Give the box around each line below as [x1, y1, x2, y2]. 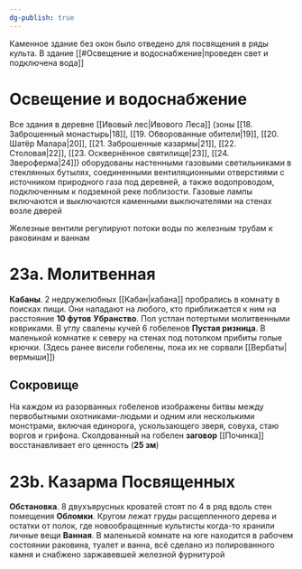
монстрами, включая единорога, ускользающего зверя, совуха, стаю [9, 421, 279, 432]
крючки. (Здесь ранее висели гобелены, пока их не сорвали [9, 341, 243, 352]
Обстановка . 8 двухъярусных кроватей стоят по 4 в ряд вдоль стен [9, 501, 272, 512]
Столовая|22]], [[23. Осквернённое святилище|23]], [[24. [9, 147, 230, 158]
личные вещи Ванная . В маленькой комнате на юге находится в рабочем [9, 530, 294, 541]
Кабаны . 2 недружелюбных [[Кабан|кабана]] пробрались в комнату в [9, 294, 280, 304]
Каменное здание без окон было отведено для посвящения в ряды [9, 38, 269, 49]
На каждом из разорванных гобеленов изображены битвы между [9, 401, 264, 412]
